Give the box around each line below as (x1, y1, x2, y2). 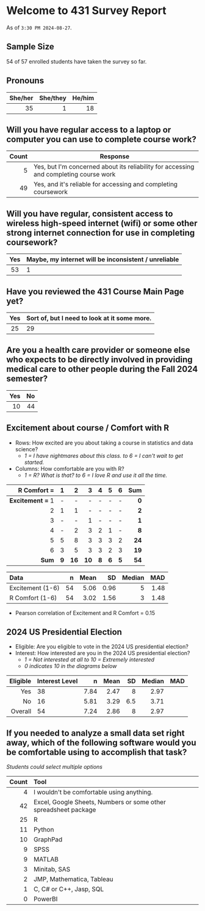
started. (24, 459, 45, 466)
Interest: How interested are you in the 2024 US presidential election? (15, 650, 190, 657)
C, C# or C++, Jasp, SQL (33, 885, 104, 893)
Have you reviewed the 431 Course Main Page (6, 286, 184, 297)
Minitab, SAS (33, 865, 71, 874)
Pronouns (6, 76, 45, 86)
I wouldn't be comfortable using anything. (33, 788, 153, 797)
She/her (9, 93, 34, 102)
